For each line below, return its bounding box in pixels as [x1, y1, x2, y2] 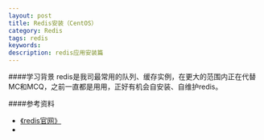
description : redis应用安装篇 [8, 49, 104, 57]
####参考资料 [8, 99, 55, 108]
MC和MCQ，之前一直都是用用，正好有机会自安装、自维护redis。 [8, 82, 223, 91]
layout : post [8, 11, 52, 20]
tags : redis [8, 34, 48, 42]
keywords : [8, 42, 42, 50]
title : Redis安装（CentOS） [8, 19, 98, 27]
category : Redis [8, 26, 63, 34]
